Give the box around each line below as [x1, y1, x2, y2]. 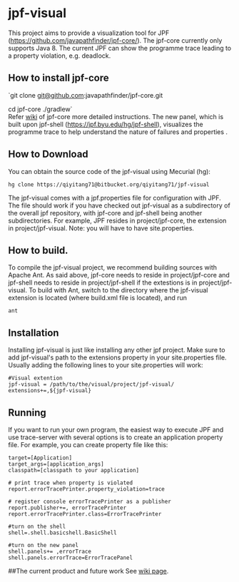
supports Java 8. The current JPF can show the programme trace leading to [8, 44, 232, 52]
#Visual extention [8, 374, 63, 382]
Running [8, 407, 47, 419]
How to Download [8, 148, 88, 160]
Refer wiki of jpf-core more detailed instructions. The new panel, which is [8, 112, 224, 121]
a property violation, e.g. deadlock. [8, 51, 111, 60]
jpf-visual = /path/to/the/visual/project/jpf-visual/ [8, 381, 175, 388]
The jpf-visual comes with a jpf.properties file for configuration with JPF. [8, 193, 222, 202]
